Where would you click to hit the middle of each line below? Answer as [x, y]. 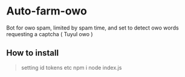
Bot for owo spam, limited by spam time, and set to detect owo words [93, 28]
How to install [33, 53]
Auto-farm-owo [47, 11]
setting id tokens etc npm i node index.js [71, 67]
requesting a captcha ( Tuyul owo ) [50, 34]
